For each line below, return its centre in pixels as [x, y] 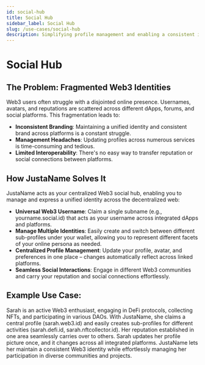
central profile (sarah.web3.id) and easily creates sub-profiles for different [100, 323]
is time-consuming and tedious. [55, 146]
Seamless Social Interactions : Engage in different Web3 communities [103, 270]
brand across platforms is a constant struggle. [73, 133]
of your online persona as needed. [58, 244]
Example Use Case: [44, 296]
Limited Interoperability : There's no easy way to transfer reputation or [104, 153]
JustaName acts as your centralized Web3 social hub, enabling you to [94, 193]
